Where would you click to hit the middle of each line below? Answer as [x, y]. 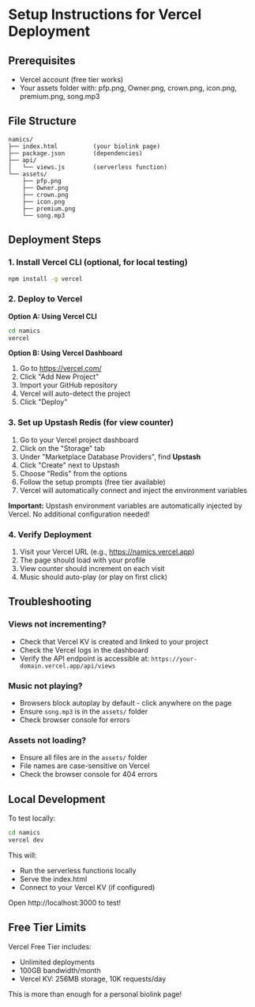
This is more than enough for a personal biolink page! [95, 994]
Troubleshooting [50, 602]
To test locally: [32, 818]
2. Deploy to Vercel [45, 299]
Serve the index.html [53, 879]
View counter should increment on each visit [92, 569]
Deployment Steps [54, 240]
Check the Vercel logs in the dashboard [84, 649]
